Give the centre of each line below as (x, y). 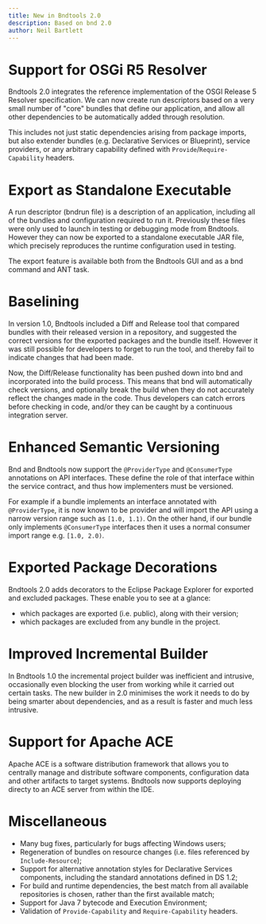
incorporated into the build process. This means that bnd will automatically (130, 382)
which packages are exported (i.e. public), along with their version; (129, 614)
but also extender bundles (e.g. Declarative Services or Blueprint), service (129, 141)
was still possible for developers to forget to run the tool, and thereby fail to (131, 349)
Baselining (44, 302)
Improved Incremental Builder (108, 654)
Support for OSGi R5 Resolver (108, 70)
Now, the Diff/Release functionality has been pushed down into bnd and (126, 373)
